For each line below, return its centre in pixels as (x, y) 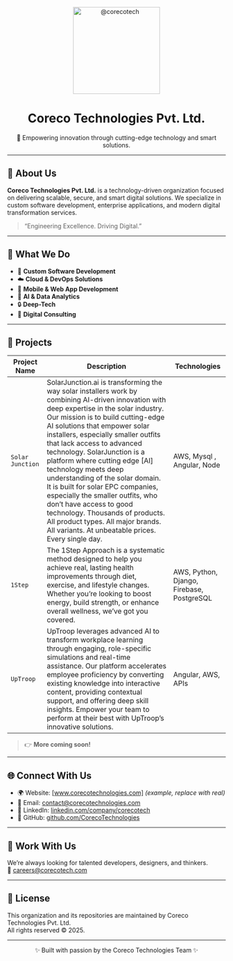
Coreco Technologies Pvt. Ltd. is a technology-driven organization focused (115, 190)
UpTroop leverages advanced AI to (103, 631)
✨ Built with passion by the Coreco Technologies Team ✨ (116, 950)
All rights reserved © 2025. (46, 930)
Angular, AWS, (197, 675)
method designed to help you (94, 559)
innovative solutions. (80, 727)
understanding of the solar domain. (104, 478)
